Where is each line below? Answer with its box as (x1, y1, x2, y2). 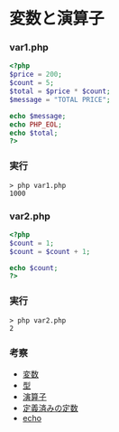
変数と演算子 (9, 8, 105, 29)
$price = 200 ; (9, 70, 63, 80)
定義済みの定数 (22, 402, 78, 413)
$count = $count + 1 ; (9, 247, 91, 256)
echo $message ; (9, 111, 67, 120)
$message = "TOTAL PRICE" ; (9, 95, 111, 104)
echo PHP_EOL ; (9, 119, 63, 129)
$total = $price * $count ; (9, 87, 111, 96)
